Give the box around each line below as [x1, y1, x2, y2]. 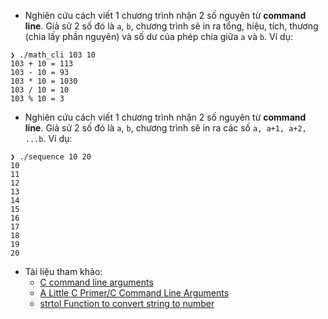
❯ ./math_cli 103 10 [10, 50, 97, 60]
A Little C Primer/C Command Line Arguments [39, 287, 230, 299]
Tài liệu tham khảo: [24, 266, 103, 277]
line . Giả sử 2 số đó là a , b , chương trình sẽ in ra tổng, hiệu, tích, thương [24, 20, 319, 32]
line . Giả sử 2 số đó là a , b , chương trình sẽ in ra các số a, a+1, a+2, [24, 122, 307, 134]
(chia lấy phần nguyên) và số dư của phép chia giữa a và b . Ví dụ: [24, 31, 293, 42]
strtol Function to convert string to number [39, 298, 215, 309]
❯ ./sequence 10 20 [10, 152, 92, 162]
